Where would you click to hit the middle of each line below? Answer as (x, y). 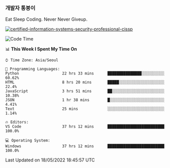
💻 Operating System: (28, 141)
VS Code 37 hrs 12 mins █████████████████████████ (85, 127)
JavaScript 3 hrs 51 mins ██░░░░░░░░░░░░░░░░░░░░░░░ (85, 91)
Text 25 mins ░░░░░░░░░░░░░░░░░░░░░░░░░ (85, 109)
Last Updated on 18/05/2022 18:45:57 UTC (50, 160)
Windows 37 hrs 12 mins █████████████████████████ (85, 146)
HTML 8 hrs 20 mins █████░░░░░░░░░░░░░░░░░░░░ (85, 82)
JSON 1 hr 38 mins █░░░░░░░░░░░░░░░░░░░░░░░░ (85, 100)
